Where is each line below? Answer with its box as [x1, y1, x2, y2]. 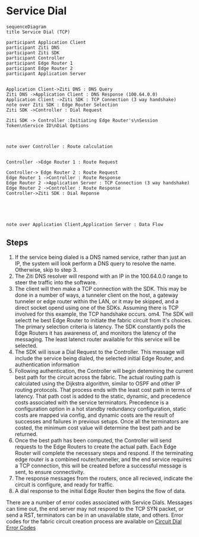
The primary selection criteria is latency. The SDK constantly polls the [14, 323, 186, 330]
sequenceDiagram [6, 24, 46, 30]
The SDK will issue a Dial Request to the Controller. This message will [14, 348, 185, 355]
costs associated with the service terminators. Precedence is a [14, 398, 169, 406]
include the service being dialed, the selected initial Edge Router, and [14, 354, 184, 362]
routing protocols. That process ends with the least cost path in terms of [14, 386, 192, 393]
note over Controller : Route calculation [6, 143, 113, 149]
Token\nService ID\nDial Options [6, 123, 89, 128]
